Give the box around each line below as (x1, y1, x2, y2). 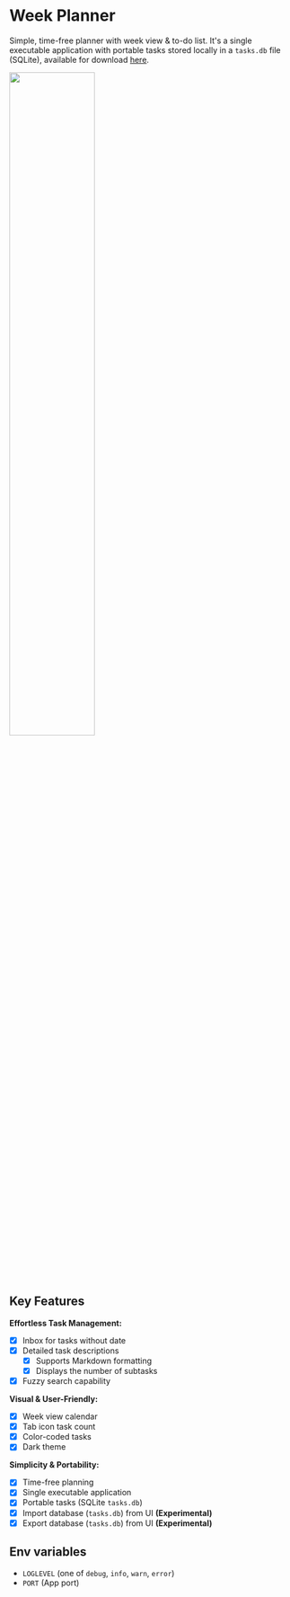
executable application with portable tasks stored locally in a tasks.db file (9, 44, 281, 55)
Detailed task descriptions (22, 1345, 119, 1356)
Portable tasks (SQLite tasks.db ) (22, 1497, 144, 1508)
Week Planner (9, 5, 116, 26)
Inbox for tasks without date (22, 1334, 127, 1345)
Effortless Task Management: (9, 1317, 123, 1328)
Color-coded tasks (22, 1432, 92, 1442)
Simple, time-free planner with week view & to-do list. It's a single (9, 35, 253, 46)
